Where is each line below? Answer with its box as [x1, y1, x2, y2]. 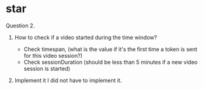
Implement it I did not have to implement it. [14, 77, 122, 84]
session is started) [23, 64, 71, 72]
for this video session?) [23, 52, 83, 59]
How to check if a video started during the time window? [14, 33, 157, 41]
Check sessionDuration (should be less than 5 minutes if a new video [23, 58, 198, 66]
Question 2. [5, 22, 35, 29]
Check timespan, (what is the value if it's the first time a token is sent [23, 45, 198, 53]
